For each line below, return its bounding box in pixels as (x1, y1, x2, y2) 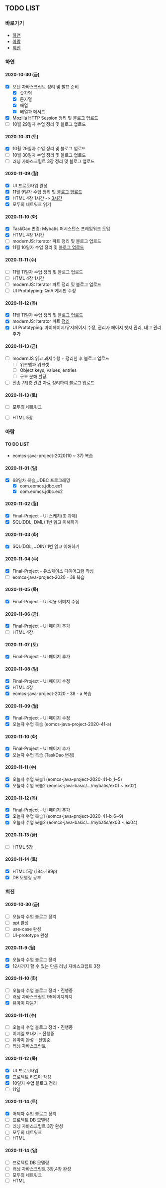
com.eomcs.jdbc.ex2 (19, 488, 63, 494)
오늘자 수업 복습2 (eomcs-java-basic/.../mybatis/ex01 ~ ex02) (12, 782, 137, 788)
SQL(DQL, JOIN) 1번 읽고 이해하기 (12, 543, 80, 549)
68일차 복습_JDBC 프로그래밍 (12, 477, 71, 483)
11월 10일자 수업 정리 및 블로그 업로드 (12, 244, 84, 250)
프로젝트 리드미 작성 (12, 1074, 51, 1080)
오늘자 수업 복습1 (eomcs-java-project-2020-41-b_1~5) (12, 776, 123, 782)
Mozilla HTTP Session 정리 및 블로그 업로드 (12, 115, 98, 121)
